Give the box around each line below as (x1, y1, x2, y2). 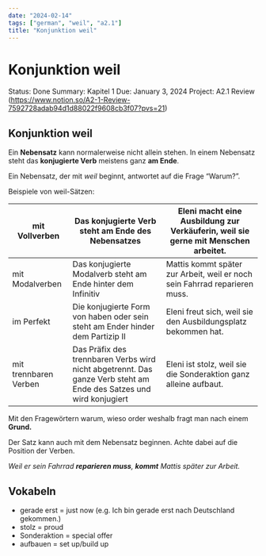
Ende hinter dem (72, 278, 134, 290)
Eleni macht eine (177, 205, 242, 217)
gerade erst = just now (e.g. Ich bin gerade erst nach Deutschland (19, 505, 235, 515)
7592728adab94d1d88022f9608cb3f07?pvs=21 (8, 104, 165, 113)
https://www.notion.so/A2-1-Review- (10, 95, 131, 105)
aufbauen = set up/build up (19, 539, 109, 548)
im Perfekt (12, 316, 51, 328)
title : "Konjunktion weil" (8, 26, 97, 34)
